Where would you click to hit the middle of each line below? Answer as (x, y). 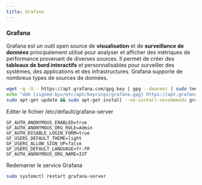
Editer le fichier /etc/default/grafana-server (60, 111)
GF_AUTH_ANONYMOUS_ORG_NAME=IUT (47, 154)
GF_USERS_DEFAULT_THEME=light (44, 138)
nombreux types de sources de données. (57, 77)
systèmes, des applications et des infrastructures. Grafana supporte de (94, 71)
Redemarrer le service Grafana (44, 165)
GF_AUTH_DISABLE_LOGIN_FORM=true (48, 133)
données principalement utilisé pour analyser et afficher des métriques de (98, 52)
